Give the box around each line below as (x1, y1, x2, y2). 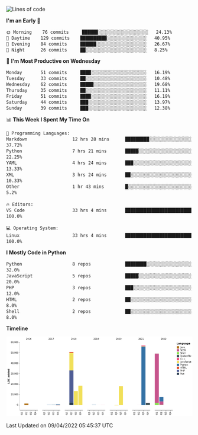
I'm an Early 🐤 (6, 17, 41, 24)
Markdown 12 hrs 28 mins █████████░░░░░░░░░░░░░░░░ (6, 136, 192, 142)
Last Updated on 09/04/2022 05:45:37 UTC (6, 421, 113, 429)
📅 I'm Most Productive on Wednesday (6, 57, 100, 65)
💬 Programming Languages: (6, 130, 70, 136)
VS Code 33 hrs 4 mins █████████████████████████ (6, 207, 192, 213)
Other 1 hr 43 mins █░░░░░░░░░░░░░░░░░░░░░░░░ (6, 184, 192, 190)
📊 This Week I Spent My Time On (6, 116, 90, 123)
